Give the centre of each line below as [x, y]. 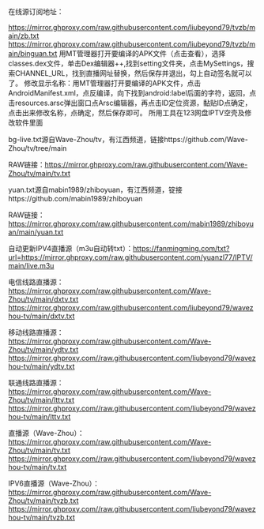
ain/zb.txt [24, 36]
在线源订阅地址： [36, 11]
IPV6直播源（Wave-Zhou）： [54, 483]
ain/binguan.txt [33, 53]
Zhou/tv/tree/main [38, 148]
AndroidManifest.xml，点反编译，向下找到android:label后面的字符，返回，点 [132, 93]
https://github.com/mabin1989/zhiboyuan [75, 199]
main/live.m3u [31, 266]
